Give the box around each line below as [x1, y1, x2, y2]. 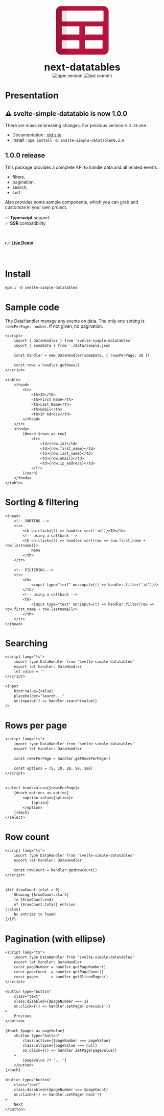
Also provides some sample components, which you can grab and [5, 199, 139, 205]
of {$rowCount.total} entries [14, 902, 76, 907]
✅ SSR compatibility [5, 220, 46, 226]
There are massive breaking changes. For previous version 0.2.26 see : [5, 123, 149, 128]
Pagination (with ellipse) [5, 933, 106, 944]
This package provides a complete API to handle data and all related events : [5, 164, 160, 170]
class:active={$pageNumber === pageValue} [23, 1038, 111, 1043]
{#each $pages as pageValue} [5, 1029, 65, 1034]
